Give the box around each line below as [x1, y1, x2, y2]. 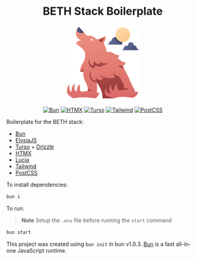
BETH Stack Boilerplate [42, 4, 163, 18]
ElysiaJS [15, 136, 37, 143]
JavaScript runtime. [17, 247, 67, 254]
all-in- [176, 240, 191, 248]
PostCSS [15, 169, 38, 176]
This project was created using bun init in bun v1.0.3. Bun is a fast [6, 240, 175, 248]
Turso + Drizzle [15, 143, 54, 150]
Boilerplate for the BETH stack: [6, 118, 84, 125]
